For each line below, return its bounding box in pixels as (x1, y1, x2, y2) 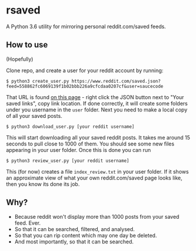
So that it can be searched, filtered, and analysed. (14, 225, 135, 232)
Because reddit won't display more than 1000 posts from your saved (14, 213, 180, 220)
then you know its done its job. (6, 180, 80, 188)
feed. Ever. (14, 219, 41, 226)
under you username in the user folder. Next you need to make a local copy (6, 106, 188, 113)
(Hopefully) (6, 55, 33, 62)
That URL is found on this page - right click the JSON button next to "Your (6, 93, 184, 100)
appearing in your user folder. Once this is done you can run (6, 146, 151, 153)
